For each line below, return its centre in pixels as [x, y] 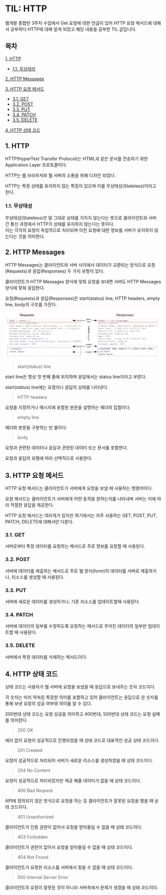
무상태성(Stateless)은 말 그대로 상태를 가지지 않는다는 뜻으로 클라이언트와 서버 [81, 218]
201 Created [30, 750]
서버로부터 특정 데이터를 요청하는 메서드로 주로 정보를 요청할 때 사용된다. [75, 546]
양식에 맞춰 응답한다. [25, 287]
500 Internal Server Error [43, 877]
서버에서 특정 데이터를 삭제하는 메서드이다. [46, 657]
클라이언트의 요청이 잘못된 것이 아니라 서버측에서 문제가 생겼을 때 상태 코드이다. [82, 888]
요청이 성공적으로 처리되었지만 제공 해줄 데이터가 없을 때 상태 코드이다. [73, 781]
